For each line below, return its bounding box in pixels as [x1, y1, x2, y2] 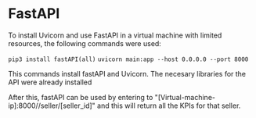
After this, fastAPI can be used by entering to [8, 92, 153, 102]
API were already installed [8, 77, 92, 87]
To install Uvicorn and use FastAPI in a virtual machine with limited [8, 30, 222, 40]
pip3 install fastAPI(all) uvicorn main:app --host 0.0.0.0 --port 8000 [8, 55, 249, 63]
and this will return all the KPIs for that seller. [96, 101, 241, 110]
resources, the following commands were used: [8, 38, 162, 48]
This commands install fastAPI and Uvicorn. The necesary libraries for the [8, 69, 247, 78]
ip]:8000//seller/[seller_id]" [8, 101, 96, 110]
